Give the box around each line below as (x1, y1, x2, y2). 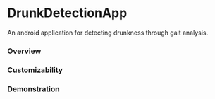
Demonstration (7, 83, 60, 93)
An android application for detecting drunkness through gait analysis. (7, 28, 209, 37)
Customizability (7, 65, 63, 75)
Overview (7, 46, 42, 56)
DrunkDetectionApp (7, 5, 128, 21)
